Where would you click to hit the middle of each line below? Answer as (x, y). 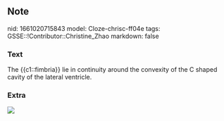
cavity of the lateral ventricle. (50, 77)
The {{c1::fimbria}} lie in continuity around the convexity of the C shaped (112, 70)
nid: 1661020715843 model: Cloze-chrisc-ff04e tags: (84, 28)
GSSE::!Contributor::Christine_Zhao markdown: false (83, 36)
